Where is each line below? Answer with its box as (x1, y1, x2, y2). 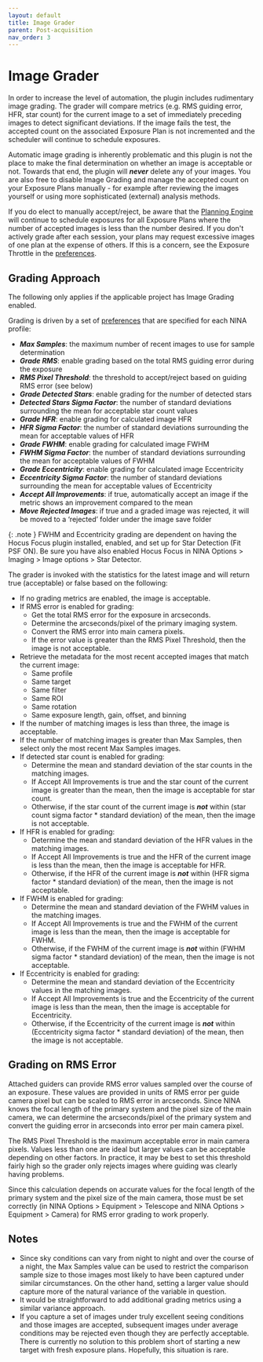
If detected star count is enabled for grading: (19, 752, 165, 761)
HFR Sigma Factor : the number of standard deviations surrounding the (19, 423, 249, 432)
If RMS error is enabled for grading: (19, 602, 135, 611)
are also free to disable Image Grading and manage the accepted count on (8, 175, 249, 184)
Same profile (31, 669, 73, 677)
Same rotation (31, 702, 77, 711)
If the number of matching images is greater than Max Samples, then (19, 736, 242, 744)
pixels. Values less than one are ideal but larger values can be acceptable (8, 1144, 246, 1154)
